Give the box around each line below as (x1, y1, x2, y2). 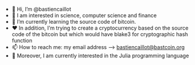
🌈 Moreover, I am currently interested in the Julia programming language (11, 52, 190, 59)
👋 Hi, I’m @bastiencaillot (11, 6, 72, 12)
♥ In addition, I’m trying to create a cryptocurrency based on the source (11, 24, 188, 31)
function (11, 37, 33, 44)
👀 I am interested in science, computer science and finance (11, 12, 157, 19)
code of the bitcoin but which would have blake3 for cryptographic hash (11, 31, 188, 38)
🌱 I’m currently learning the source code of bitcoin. (11, 18, 136, 25)
